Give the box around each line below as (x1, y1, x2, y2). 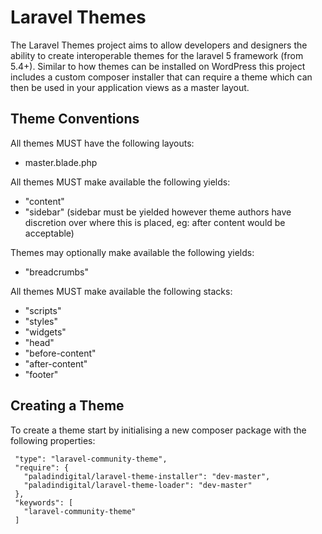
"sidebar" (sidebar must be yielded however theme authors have (24, 206, 292, 218)
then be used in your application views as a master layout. (10, 81, 250, 93)
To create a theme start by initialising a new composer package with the (10, 424, 307, 436)
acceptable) (24, 227, 75, 239)
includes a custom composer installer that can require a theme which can (10, 71, 313, 83)
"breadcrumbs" (24, 266, 89, 278)
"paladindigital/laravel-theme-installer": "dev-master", (23, 471, 271, 481)
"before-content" (24, 347, 97, 359)
